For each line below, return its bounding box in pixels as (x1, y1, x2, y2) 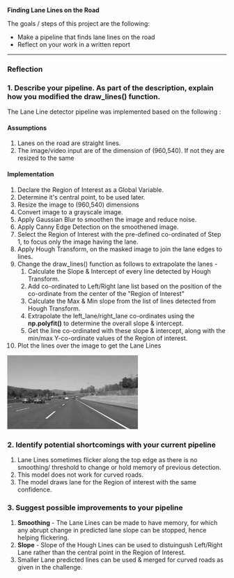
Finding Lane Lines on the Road (7, 6, 100, 14)
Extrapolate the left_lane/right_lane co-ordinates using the (27, 311, 195, 320)
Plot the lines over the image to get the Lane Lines (17, 341, 162, 350)
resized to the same (17, 154, 75, 163)
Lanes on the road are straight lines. (17, 139, 121, 147)
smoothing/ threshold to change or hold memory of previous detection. (17, 463, 221, 471)
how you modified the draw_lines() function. (7, 91, 161, 101)
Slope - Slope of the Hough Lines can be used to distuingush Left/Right (17, 541, 223, 549)
